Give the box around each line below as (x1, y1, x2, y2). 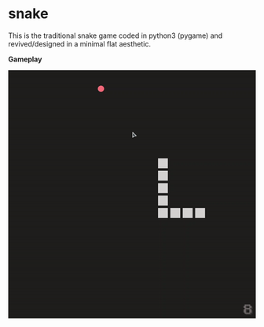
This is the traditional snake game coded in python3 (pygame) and (8, 31, 223, 40)
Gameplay (8, 54, 42, 64)
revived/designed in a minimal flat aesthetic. (8, 39, 152, 48)
